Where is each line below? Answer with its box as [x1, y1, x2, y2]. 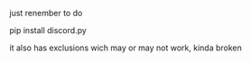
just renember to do [9, 8, 83, 18]
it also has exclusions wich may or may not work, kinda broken [9, 42, 242, 53]
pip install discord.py [9, 25, 88, 35]
